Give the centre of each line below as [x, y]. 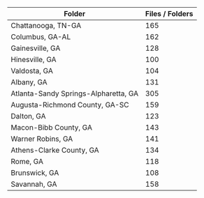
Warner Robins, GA [42, 139]
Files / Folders [169, 14]
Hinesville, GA [34, 60]
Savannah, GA [34, 184]
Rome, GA [27, 161]
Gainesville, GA [36, 48]
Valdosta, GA [32, 71]
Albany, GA [29, 82]
